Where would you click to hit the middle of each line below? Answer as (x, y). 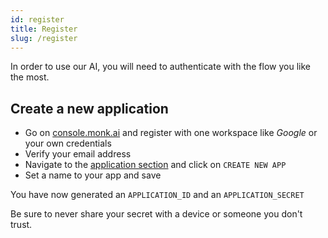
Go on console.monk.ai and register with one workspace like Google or (171, 133)
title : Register (44, 29)
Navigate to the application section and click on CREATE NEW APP (155, 165)
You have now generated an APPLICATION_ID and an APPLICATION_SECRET (157, 195)
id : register (37, 19)
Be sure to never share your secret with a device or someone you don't (156, 214)
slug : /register (44, 38)
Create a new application (89, 108)
